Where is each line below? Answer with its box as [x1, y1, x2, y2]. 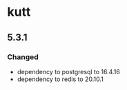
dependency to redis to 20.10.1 [17, 75, 104, 83]
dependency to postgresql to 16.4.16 [17, 67, 121, 76]
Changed [7, 52, 39, 62]
